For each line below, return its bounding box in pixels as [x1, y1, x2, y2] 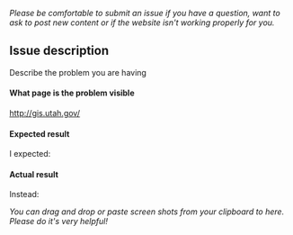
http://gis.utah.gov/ [9, 108, 81, 119]
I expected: [9, 149, 51, 159]
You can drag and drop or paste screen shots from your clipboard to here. [9, 206, 285, 217]
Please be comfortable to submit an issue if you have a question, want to [9, 8, 280, 18]
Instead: [9, 189, 40, 200]
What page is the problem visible [9, 87, 135, 98]
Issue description [9, 43, 110, 59]
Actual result [9, 168, 58, 179]
